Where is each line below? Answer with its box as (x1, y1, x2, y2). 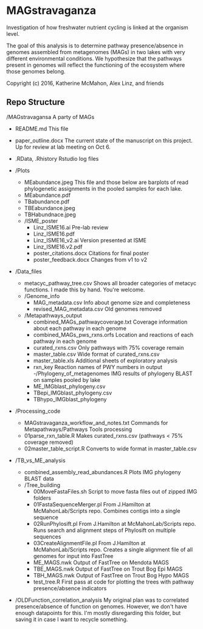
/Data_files (15, 268, 43, 275)
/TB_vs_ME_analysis (15, 457, 66, 464)
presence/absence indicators (33, 584, 107, 592)
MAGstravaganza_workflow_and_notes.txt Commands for (24, 419, 168, 426)
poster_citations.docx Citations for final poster (33, 250, 149, 257)
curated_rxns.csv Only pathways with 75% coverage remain (33, 344, 184, 351)
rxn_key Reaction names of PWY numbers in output (33, 363, 163, 370)
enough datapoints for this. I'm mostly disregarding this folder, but (15, 609, 181, 616)
